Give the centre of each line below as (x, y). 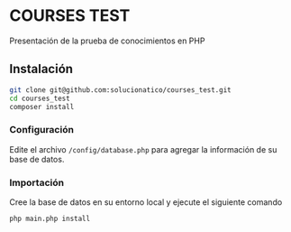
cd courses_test (40, 98)
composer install (42, 107)
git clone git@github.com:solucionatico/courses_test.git (120, 90)
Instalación (41, 69)
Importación (37, 182)
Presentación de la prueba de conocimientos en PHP (107, 41)
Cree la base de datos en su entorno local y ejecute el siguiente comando (146, 202)
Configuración (42, 130)
